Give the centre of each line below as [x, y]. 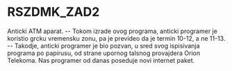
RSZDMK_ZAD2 [53, 12]
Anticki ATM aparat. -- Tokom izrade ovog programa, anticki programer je [112, 31]
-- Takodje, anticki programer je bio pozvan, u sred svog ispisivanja [103, 45]
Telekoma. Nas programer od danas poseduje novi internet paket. [101, 60]
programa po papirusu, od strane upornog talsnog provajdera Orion [103, 53]
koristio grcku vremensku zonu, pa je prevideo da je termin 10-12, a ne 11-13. [116, 38]
